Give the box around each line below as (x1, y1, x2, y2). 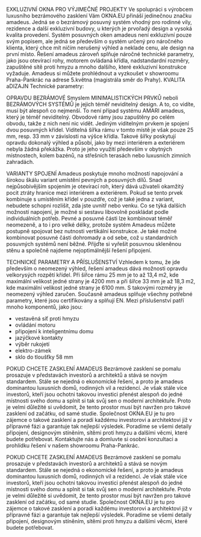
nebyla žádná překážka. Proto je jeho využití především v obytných (6, 145, 173, 152)
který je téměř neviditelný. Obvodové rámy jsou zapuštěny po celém (6, 113, 175, 121)
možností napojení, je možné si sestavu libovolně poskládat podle (6, 209, 169, 215)
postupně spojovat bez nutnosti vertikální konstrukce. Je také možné (6, 228, 177, 234)
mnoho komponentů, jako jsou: (6, 303, 83, 310)
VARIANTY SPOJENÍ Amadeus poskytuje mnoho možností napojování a (6, 170, 184, 177)
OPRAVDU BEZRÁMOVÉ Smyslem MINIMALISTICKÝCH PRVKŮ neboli (6, 94, 179, 101)
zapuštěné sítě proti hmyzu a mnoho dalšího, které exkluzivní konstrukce (6, 63, 187, 71)
